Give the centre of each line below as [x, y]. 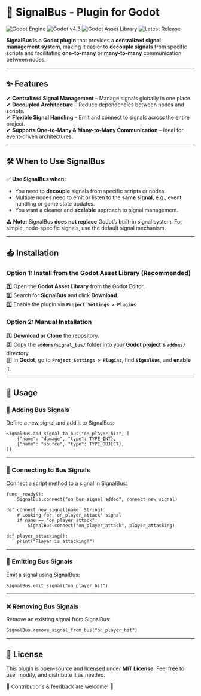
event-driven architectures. [40, 136]
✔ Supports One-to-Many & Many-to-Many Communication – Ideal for [95, 130]
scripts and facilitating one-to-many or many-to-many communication [94, 53]
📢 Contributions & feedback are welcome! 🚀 [60, 686]
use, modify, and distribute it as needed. [56, 674]
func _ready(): [25, 494]
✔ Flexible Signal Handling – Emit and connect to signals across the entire [98, 117]
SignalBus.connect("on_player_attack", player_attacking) [101, 526]
